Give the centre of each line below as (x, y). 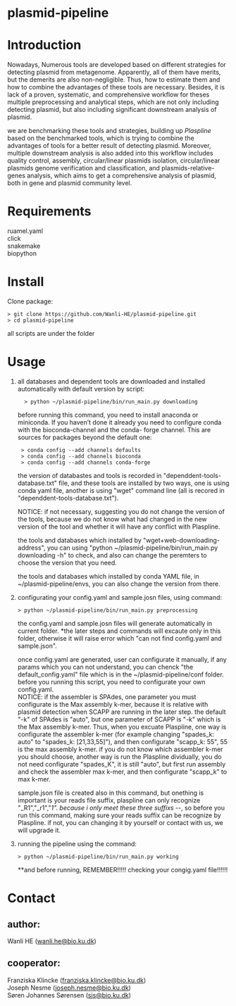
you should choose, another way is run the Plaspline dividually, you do (119, 756)
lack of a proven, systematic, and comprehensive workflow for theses (108, 95)
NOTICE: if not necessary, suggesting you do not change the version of (121, 511)
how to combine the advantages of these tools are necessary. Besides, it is (116, 87)
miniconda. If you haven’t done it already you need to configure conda (119, 422)
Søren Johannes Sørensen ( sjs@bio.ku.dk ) (69, 995)
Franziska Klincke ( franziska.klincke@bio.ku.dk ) (77, 980)
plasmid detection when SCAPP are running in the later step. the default (122, 712)
